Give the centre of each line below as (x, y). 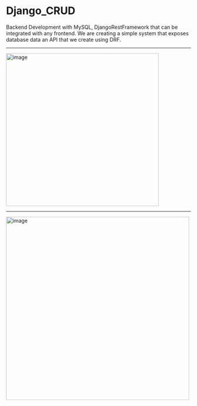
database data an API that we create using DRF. (64, 39)
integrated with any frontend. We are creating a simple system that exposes (97, 33)
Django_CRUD (41, 11)
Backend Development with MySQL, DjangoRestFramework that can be (92, 27)
